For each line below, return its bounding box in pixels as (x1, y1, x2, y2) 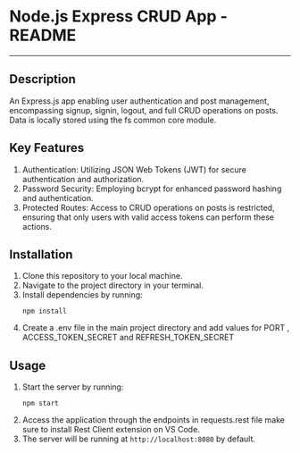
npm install (21, 306, 67, 316)
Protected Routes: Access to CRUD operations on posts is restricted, (21, 202, 275, 213)
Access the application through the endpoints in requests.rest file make (21, 415, 286, 425)
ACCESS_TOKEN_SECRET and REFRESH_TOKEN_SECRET (21, 332, 235, 343)
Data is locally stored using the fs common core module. (9, 114, 217, 125)
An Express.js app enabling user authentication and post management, (9, 96, 270, 106)
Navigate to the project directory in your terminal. (21, 280, 204, 291)
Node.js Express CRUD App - (9, 6, 228, 27)
